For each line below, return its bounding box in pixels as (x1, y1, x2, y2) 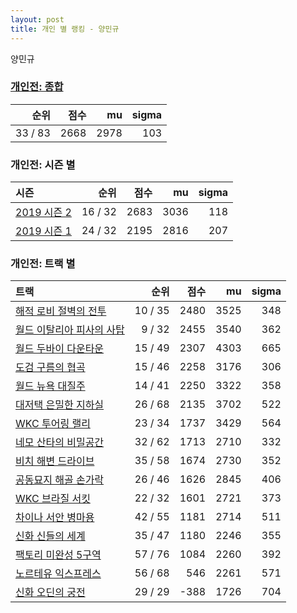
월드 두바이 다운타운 (15, 342, 105, 356)
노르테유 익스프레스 (15, 567, 102, 581)
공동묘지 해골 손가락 (15, 473, 105, 487)
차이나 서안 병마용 (15, 511, 95, 525)
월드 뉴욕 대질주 (15, 379, 86, 393)
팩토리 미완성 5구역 (15, 548, 102, 562)
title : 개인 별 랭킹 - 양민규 (10, 24, 120, 34)
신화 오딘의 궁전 (15, 586, 86, 600)
